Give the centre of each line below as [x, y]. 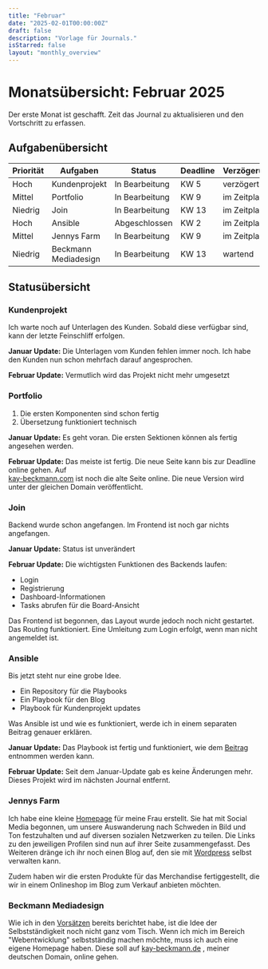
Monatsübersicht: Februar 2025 [116, 92]
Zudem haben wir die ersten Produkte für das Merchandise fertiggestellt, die [134, 876]
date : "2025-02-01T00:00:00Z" [59, 23]
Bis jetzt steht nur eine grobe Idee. [65, 676]
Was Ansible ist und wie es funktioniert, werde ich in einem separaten [123, 724]
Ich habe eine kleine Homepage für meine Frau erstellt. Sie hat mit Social [128, 818]
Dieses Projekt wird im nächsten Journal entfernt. [89, 780]
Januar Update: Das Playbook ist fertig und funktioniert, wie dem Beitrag [128, 748]
